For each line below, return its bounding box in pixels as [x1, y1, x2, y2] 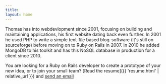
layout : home [5, 12, 33, 17]
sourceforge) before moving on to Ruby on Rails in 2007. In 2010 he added [5, 42, 160, 48]
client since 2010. [5, 52, 42, 58]
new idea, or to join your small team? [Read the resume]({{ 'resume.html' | [5, 67, 159, 73]
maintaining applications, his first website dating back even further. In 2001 [5, 31, 161, 37]
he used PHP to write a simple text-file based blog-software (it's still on [5, 36, 154, 43]
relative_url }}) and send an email [5, 73, 74, 79]
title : [5, 7, 19, 13]
